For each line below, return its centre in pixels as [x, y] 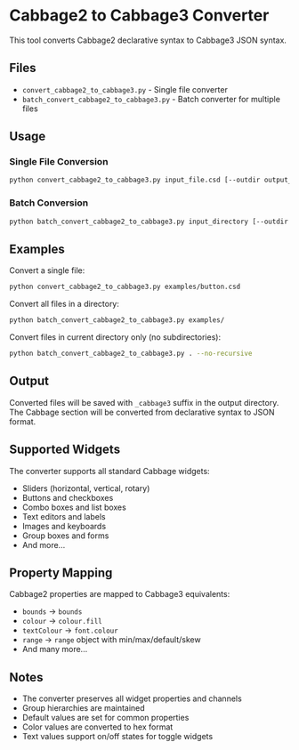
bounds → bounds [52, 611]
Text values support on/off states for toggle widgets [117, 737]
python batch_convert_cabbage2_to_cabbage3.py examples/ [117, 320]
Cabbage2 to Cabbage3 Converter [139, 16]
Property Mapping [61, 573]
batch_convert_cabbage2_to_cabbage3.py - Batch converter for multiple [151, 99]
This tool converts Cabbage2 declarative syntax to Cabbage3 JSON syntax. [148, 40]
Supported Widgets [65, 450]
